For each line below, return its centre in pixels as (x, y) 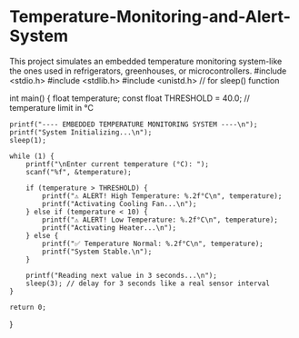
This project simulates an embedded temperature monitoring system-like (146, 61)
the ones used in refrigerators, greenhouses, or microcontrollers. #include (148, 71)
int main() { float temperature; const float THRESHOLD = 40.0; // (130, 98)
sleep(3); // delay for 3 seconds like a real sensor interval (148, 283)
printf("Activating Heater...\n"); (110, 228)
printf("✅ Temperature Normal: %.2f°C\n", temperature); (153, 244)
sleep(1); (28, 140)
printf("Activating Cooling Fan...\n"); (120, 204)
